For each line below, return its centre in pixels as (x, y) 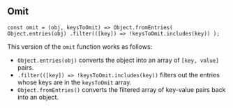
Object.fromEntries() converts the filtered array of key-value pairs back (121, 89)
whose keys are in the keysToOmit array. (74, 82)
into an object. (38, 97)
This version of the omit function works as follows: (80, 46)
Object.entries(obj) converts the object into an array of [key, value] (118, 60)
